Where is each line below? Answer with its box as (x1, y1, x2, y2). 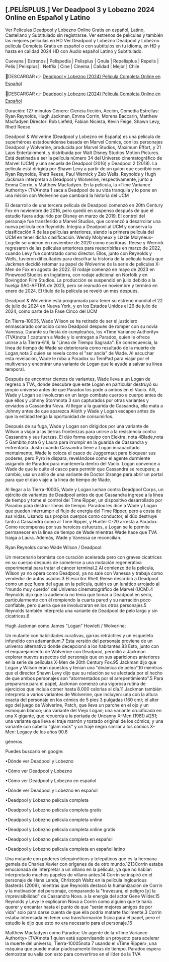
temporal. (5, 366, 25, 372)
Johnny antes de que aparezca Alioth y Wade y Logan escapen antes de (5, 408, 155, 414)
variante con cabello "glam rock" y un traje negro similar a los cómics (5, 723, 149, 729)
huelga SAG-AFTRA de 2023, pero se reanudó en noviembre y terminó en (5, 282, 158, 288)
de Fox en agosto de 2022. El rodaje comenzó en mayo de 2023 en (16, 266, 155, 272)
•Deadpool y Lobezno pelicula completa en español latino (5, 846, 125, 852)
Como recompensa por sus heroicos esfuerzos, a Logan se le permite (5, 524, 150, 530)
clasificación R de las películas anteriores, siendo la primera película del (5, 229, 154, 235)
